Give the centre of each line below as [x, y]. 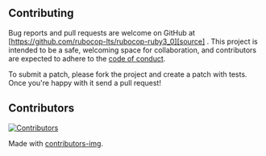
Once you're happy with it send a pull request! [85, 82]
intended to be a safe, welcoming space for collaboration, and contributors [132, 50]
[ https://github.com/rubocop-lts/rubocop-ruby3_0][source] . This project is [133, 41]
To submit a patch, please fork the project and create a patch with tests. [128, 74]
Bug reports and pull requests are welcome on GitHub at [102, 32]
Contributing [41, 13]
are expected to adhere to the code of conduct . [87, 58]
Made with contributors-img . [56, 143]
